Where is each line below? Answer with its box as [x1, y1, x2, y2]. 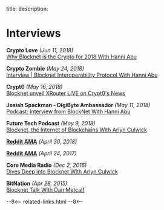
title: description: [6, 5, 48, 12]
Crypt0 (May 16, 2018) [6, 83, 63, 90]
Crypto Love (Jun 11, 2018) [6, 46, 74, 54]
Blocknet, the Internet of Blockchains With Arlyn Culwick [6, 126, 147, 133]
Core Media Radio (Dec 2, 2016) [6, 161, 87, 169]
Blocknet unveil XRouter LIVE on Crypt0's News [6, 89, 125, 97]
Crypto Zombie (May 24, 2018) [6, 65, 85, 72]
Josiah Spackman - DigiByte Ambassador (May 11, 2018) [6, 101, 151, 108]
